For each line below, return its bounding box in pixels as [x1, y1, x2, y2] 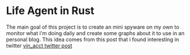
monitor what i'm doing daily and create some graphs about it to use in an [6, 29, 185, 36]
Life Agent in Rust [6, 4, 95, 18]
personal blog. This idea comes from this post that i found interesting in [6, 36, 179, 43]
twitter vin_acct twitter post [6, 42, 72, 49]
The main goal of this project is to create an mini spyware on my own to [6, 23, 179, 30]
